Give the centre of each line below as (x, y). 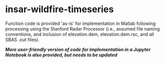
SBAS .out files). (22, 40)
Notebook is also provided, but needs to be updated (61, 55)
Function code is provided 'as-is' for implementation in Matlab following (80, 23)
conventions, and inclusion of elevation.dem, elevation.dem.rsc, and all (80, 34)
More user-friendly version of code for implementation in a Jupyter (78, 49)
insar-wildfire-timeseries (60, 9)
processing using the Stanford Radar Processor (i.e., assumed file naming (83, 28)
